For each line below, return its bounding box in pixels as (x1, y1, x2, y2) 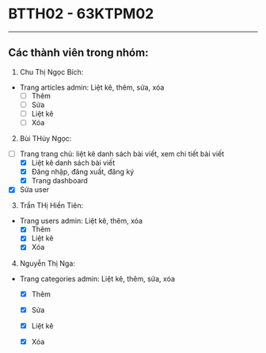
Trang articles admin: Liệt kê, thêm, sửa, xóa (19, 82, 165, 92)
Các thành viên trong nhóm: (8, 46, 149, 59)
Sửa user (19, 185, 50, 194)
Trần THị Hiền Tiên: (19, 201, 84, 210)
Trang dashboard (31, 176, 89, 186)
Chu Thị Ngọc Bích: (19, 67, 84, 76)
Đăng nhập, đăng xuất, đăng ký (31, 167, 135, 177)
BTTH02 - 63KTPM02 (8, 5, 154, 23)
